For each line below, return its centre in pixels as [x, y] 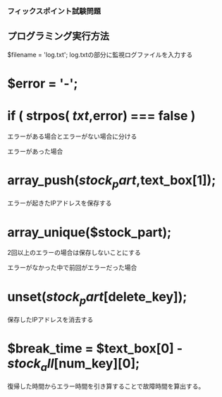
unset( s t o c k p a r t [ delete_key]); [97, 298]
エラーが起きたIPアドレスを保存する [60, 203]
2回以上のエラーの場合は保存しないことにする [74, 253]
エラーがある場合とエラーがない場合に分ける [72, 136]
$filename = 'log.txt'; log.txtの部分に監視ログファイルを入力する [100, 54]
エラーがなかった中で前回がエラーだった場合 [72, 268]
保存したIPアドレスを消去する [50, 319]
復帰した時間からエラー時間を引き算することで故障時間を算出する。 [106, 386]
